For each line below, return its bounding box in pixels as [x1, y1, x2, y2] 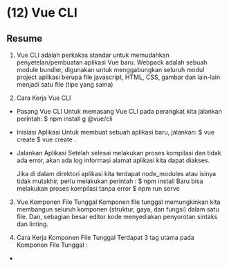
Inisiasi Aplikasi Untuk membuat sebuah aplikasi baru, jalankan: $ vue [16, 128, 215, 136]
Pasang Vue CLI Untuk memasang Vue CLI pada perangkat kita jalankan [16, 107, 223, 115]
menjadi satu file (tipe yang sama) [16, 80, 113, 88]
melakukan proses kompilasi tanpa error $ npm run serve [16, 184, 181, 192]
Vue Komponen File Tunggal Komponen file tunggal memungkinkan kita [16, 198, 221, 206]
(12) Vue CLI [6, 5, 77, 21]
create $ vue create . [16, 135, 77, 144]
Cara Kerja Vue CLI [16, 94, 71, 102]
